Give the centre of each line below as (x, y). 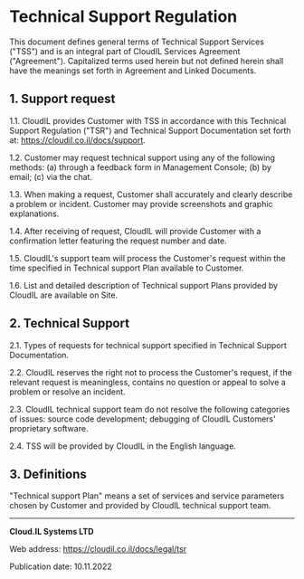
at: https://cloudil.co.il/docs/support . (78, 140)
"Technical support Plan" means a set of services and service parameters (147, 496)
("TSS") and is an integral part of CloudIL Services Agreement (125, 51)
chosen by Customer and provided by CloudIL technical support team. (140, 506)
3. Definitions (48, 474)
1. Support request (62, 99)
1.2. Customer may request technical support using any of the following (142, 157)
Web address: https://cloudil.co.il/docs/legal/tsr (98, 549)
